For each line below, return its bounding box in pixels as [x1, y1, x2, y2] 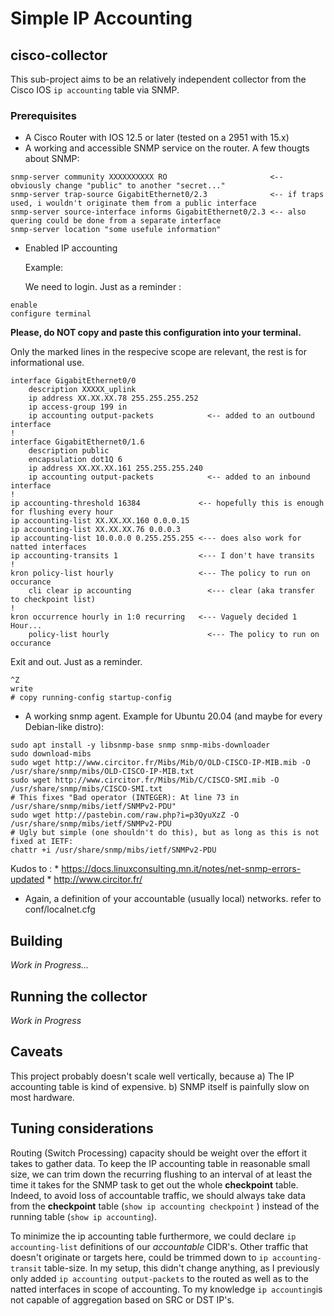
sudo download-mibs [10, 749, 92, 759]
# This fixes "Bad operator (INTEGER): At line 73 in [10, 793, 240, 803]
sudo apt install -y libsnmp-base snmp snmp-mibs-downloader [10, 740, 271, 751]
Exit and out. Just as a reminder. [10, 656, 143, 668]
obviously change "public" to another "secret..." [10, 181, 226, 191]
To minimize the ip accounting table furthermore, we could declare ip [10, 1230, 297, 1242]
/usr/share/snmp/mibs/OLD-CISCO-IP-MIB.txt [10, 767, 195, 777]
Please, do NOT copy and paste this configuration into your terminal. [10, 327, 302, 339]
